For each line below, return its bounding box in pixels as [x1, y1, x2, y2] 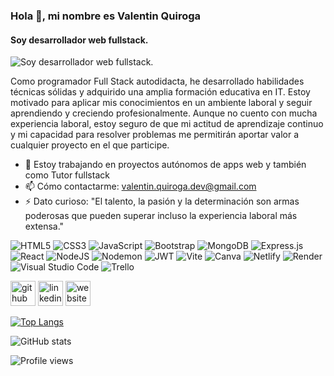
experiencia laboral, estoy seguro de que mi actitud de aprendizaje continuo [10, 118, 324, 130]
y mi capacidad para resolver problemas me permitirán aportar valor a [10, 129, 300, 141]
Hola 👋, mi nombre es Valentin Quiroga [10, 9, 202, 23]
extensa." [24, 220, 65, 233]
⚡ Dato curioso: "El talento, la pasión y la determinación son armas [24, 195, 300, 208]
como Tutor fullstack [24, 169, 110, 181]
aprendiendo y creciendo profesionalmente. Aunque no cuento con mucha [10, 107, 318, 119]
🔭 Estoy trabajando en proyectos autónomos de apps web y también [24, 159, 307, 171]
